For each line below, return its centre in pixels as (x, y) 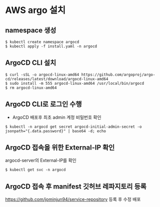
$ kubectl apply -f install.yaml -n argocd (51, 46)
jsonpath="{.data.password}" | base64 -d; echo (56, 131)
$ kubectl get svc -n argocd (35, 170)
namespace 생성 (31, 30)
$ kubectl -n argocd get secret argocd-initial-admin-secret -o (73, 127)
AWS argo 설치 (35, 10)
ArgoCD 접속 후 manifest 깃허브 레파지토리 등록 (76, 186)
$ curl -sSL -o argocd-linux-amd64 (42, 75)
